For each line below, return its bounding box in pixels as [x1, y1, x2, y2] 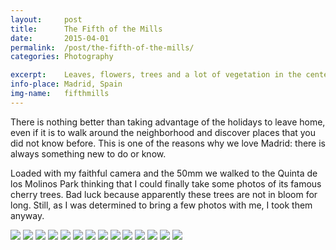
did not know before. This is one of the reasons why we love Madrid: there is [10, 137, 326, 149]
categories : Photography [10, 52, 114, 62]
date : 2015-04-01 [10, 33, 110, 43]
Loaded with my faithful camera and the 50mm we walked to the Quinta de [10, 167, 318, 179]
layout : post [10, 14, 83, 25]
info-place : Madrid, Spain [10, 79, 123, 90]
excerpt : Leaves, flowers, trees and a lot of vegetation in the [10, 70, 302, 80]
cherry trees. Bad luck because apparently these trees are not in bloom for [10, 188, 318, 200]
